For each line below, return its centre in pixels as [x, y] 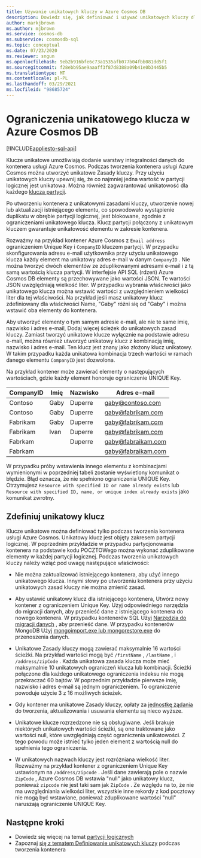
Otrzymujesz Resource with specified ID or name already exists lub [93, 485]
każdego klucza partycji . [36, 191]
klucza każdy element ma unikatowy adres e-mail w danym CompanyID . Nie [98, 259]
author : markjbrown [31, 23]
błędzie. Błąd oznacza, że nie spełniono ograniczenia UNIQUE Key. [88, 478]
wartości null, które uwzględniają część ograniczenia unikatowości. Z [100, 735]
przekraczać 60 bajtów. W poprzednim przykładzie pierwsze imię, [96, 680]
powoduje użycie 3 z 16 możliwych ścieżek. [68, 693]
